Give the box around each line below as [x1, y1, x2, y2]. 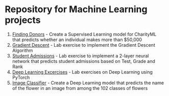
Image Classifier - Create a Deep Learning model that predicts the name [12, 80, 164, 86]
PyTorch [12, 74, 30, 80]
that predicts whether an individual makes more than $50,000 [12, 37, 142, 43]
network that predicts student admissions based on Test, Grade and [12, 58, 155, 64]
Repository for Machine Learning [5, 4, 148, 15]
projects [5, 14, 41, 26]
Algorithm [12, 47, 33, 53]
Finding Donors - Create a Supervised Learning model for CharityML [12, 31, 157, 37]
